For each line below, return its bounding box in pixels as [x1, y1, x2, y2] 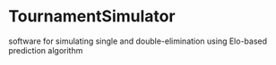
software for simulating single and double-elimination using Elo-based [8, 36, 268, 46]
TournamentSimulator [8, 6, 176, 27]
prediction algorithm [8, 45, 83, 55]
